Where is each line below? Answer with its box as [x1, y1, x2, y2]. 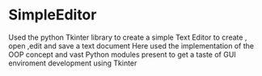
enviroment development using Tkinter [8, 58, 137, 68]
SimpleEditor [8, 6, 97, 24]
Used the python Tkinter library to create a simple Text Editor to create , [8, 32, 247, 42]
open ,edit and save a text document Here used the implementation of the [8, 40, 255, 50]
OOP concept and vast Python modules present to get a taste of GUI [8, 49, 236, 59]
